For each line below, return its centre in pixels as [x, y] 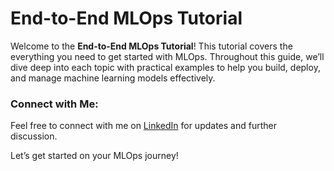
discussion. [34, 136]
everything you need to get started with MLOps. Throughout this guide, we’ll [167, 56]
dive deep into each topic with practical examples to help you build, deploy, [165, 67]
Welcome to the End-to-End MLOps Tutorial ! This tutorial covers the [151, 46]
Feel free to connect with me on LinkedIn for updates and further [143, 126]
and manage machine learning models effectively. [113, 78]
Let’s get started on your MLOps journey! [94, 156]
